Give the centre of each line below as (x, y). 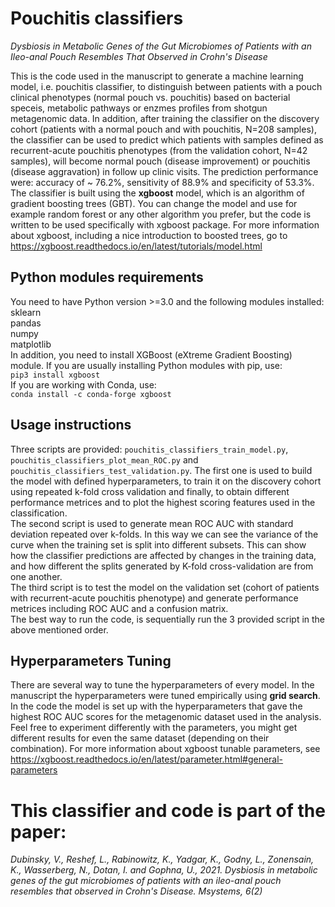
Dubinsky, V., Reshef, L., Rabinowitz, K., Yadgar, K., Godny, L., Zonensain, (162, 859)
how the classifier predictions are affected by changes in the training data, (163, 555)
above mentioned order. (59, 629)
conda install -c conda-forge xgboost (91, 394)
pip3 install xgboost (55, 375)
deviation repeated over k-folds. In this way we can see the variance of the (164, 534)
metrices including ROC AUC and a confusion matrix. (119, 608)
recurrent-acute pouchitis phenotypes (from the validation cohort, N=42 (159, 150)
